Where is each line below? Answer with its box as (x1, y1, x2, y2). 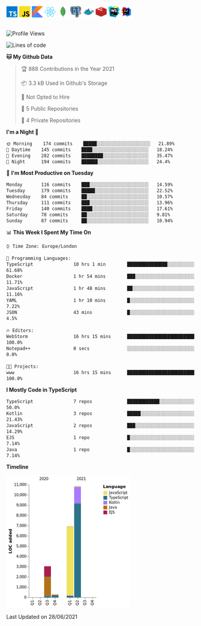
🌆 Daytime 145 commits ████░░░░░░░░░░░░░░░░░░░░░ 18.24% (6, 147, 173, 153)
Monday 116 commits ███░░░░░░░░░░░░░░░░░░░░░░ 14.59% (6, 182, 173, 188)
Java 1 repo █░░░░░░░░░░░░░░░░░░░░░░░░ (6, 447, 195, 453)
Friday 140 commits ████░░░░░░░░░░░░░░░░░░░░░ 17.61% (6, 206, 173, 212)
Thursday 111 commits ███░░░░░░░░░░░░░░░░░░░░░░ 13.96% (6, 200, 173, 206)
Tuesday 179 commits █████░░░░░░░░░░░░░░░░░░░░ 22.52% (6, 188, 173, 194)
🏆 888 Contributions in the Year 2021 (20, 66, 115, 72)
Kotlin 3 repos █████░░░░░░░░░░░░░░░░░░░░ (6, 411, 195, 417)
